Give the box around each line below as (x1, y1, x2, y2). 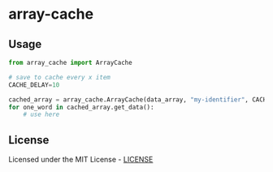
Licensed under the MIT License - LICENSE (8, 155, 154, 165)
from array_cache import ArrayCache (8, 58, 132, 67)
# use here (23, 110, 60, 118)
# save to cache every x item (8, 73, 111, 81)
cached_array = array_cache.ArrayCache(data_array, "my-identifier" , (8, 95, 249, 104)
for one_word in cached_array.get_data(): (8, 103, 154, 111)
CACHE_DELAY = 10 (8, 80, 60, 89)
